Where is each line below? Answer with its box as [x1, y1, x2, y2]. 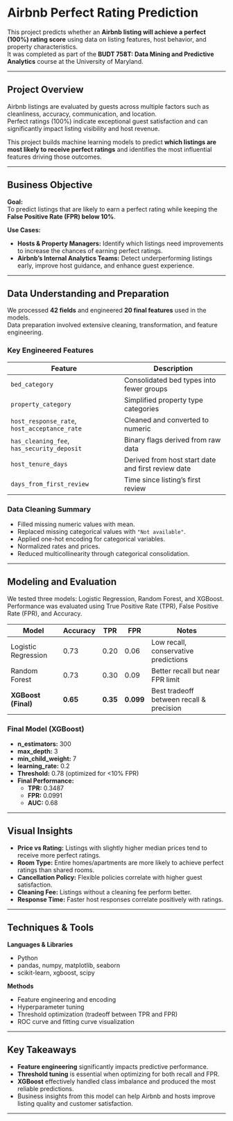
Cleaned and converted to [123, 415, 209, 424]
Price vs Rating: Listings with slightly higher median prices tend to [17, 844, 208, 852]
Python [17, 953, 38, 962]
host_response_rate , [10, 416, 77, 426]
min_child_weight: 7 [17, 754, 77, 763]
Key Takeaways [7, 1044, 77, 1056]
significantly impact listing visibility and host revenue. [7, 124, 160, 132]
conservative [151, 646, 194, 656]
